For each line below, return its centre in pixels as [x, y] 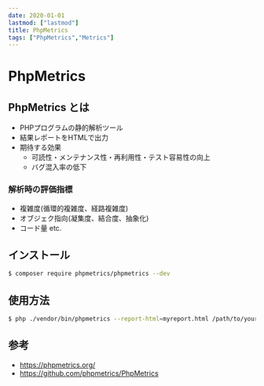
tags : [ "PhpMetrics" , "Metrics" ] [61, 37]
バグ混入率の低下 [59, 167]
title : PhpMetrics [38, 30]
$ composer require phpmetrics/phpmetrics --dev [89, 274]
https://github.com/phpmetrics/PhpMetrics [89, 373]
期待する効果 [40, 147]
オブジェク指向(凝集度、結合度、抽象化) [84, 218]
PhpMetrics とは [49, 107]
